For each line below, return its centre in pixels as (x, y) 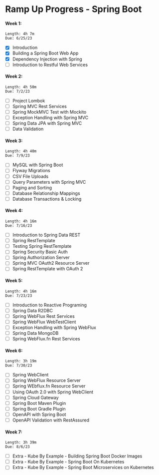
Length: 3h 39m (21, 442)
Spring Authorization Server (41, 258)
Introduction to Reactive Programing (50, 305)
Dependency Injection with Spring (47, 59)
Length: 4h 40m (21, 151)
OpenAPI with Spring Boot (39, 414)
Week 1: (13, 23)
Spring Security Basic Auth (40, 252)
